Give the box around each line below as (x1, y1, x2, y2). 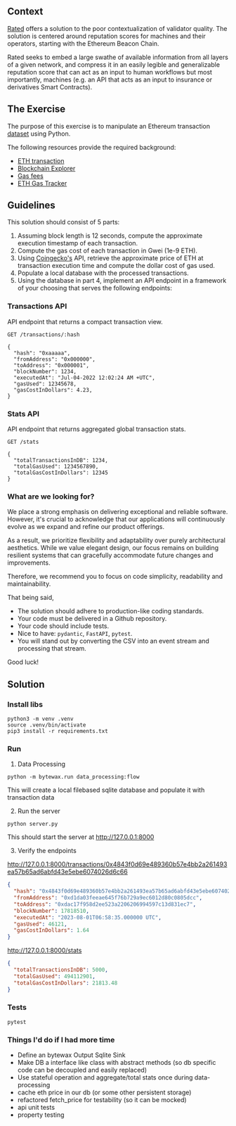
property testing (17, 1111, 65, 1119)
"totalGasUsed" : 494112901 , (13, 973, 96, 980)
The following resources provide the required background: (7, 143, 176, 151)
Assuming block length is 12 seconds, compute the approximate (17, 231, 203, 240)
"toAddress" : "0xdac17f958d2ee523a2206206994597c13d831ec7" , (13, 900, 197, 908)
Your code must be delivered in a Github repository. (17, 615, 167, 623)
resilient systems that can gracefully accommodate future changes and (7, 551, 214, 560)
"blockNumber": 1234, (13, 368, 77, 375)
